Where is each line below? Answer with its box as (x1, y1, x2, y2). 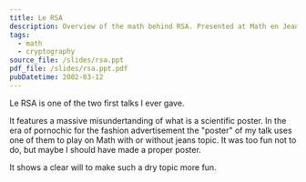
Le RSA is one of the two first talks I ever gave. (9, 97, 185, 108)
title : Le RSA (9, 13, 64, 23)
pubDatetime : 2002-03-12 (9, 73, 104, 82)
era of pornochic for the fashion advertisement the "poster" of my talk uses (9, 125, 293, 136)
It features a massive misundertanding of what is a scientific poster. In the (9, 115, 287, 126)
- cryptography (17, 47, 76, 56)
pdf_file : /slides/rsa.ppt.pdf (9, 65, 128, 74)
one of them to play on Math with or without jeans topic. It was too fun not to (9, 134, 297, 146)
